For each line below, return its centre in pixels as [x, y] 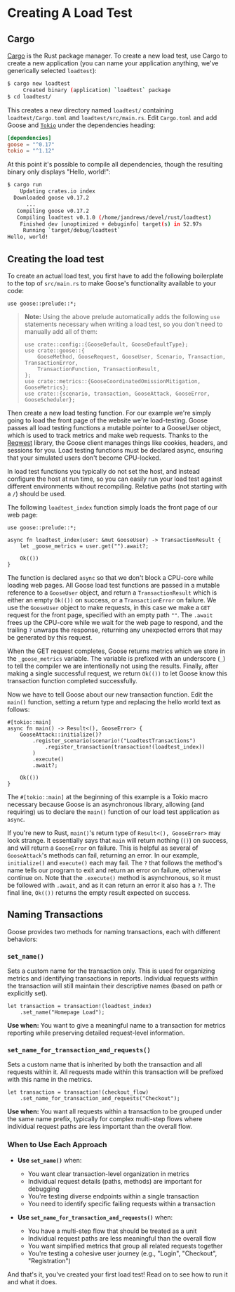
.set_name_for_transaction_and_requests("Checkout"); [100, 1099]
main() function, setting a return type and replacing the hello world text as [114, 702]
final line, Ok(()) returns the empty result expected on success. [99, 892]
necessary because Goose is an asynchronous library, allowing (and [106, 804]
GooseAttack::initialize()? [61, 735]
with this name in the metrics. [50, 1080]
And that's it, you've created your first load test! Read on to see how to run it [117, 1274]
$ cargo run [25, 185]
